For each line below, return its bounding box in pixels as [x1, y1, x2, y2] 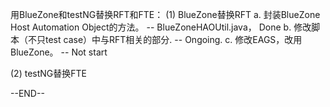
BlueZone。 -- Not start [10, 46, 108, 58]
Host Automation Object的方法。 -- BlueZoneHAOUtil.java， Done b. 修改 [10, 21, 312, 33]
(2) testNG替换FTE [10, 68, 87, 79]
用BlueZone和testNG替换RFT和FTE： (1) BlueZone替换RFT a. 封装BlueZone [10, 9, 321, 20]
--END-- [10, 88, 45, 99]
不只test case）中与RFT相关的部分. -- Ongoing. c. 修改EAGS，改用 [27, 34, 303, 45]
